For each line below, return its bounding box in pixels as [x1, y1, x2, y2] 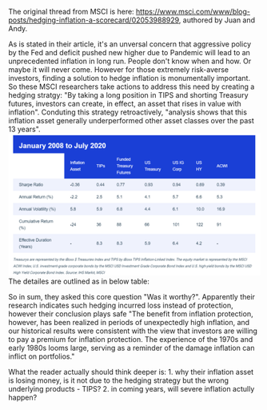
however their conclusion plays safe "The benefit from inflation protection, [8, 309, 253, 319]
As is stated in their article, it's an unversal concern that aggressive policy [8, 39, 252, 49]
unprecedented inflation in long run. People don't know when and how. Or [8, 56, 252, 66]
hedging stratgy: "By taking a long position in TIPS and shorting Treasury [8, 90, 249, 99]
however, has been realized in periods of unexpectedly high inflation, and [8, 318, 250, 328]
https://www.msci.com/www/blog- [135, 7, 250, 16]
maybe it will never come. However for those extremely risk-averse [8, 65, 229, 74]
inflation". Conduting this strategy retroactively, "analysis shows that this [8, 107, 248, 117]
